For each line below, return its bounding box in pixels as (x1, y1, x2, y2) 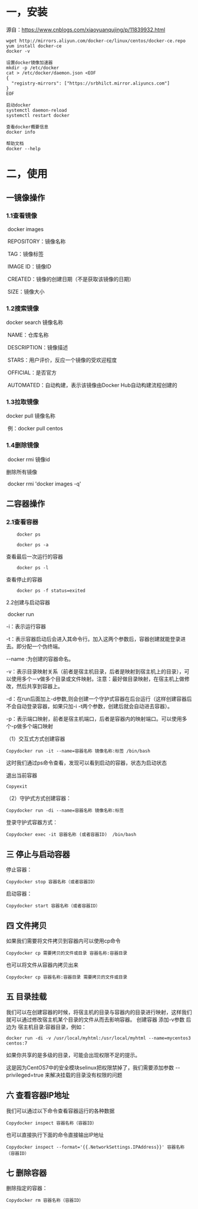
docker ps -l (16, 565, 49, 571)
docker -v (6, 48, 31, 54)
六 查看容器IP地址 (6, 1090, 70, 1100)
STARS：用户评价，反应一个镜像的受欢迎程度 (7, 356, 117, 364)
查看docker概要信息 (6, 124, 49, 130)
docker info (6, 129, 35, 135)
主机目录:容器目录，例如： (22, 1023, 87, 1030)
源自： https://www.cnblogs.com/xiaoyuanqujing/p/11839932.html (6, 26, 166, 33)
